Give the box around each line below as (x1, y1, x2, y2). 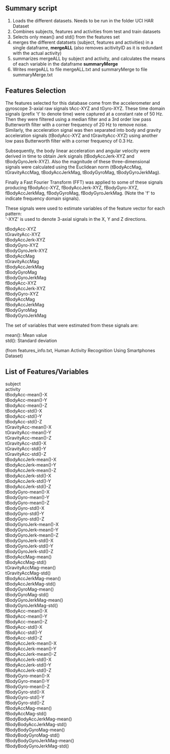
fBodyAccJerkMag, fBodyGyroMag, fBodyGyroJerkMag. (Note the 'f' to (5, 190, 155, 196)
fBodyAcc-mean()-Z (5, 619, 48, 625)
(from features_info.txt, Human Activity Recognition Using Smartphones (5, 347, 156, 353)
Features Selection (5, 86, 66, 95)
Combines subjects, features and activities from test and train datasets (12, 28, 161, 35)
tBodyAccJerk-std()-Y (5, 478, 51, 484)
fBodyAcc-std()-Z (5, 635, 43, 641)
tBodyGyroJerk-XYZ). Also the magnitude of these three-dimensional (5, 158, 150, 164)
